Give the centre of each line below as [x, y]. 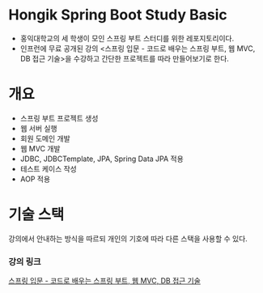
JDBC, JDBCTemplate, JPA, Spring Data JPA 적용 [102, 159]
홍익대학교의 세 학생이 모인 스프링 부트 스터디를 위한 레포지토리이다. [127, 38]
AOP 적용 [35, 179]
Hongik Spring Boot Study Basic [118, 15]
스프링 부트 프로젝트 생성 [59, 118]
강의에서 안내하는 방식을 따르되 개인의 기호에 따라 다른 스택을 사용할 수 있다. [128, 238]
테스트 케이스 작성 [48, 168]
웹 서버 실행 [39, 128]
